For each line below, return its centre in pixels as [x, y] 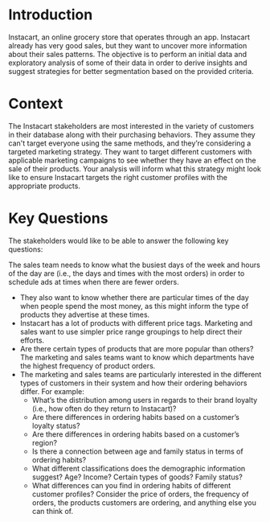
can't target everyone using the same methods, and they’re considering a [130, 143]
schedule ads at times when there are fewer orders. [94, 282]
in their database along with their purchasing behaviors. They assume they [132, 134]
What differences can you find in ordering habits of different [131, 485]
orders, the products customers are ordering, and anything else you [144, 502]
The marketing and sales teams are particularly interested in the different [141, 374]
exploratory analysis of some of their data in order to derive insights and [128, 63]
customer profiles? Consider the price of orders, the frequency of [140, 494]
